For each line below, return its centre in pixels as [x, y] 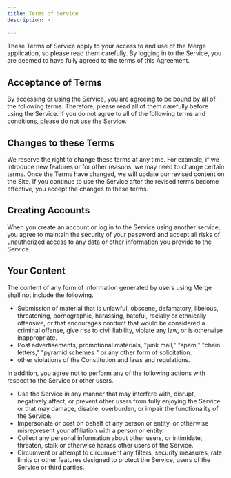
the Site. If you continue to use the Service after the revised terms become [113, 181]
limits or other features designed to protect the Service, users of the [114, 459]
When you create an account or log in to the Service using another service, [114, 227]
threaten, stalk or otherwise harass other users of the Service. [105, 445]
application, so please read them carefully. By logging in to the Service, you [114, 53]
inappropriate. [37, 337]
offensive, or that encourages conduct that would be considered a [111, 323]
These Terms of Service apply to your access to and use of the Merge [107, 46]
